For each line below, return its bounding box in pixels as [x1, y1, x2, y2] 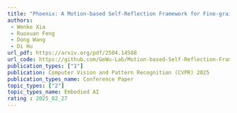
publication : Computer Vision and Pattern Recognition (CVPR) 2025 [7, 69, 210, 76]
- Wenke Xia [10, 23, 46, 30]
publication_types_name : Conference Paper [7, 75, 134, 83]
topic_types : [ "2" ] [7, 82, 65, 89]
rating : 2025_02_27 [7, 95, 68, 102]
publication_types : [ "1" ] [7, 62, 83, 69]
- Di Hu [10, 43, 33, 50]
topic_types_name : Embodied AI [7, 88, 99, 95]
